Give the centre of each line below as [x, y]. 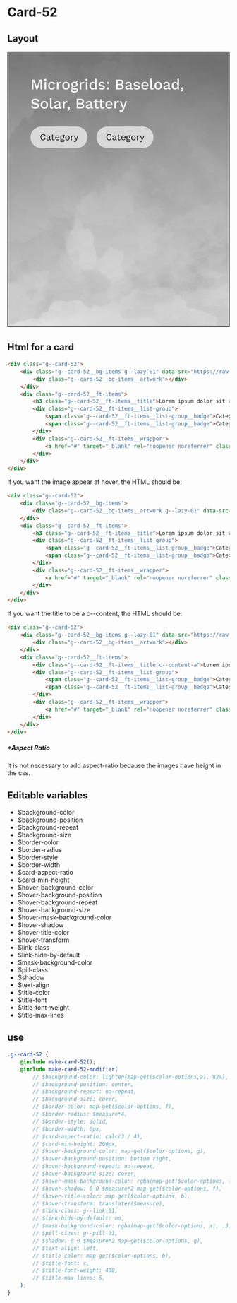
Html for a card [41, 347]
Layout [23, 39]
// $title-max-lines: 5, [69, 1278]
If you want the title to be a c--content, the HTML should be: [95, 614]
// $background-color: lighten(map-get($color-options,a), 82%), [131, 1077]
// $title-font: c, [61, 1263]
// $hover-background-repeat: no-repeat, [95, 1167]
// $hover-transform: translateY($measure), [99, 1203]
